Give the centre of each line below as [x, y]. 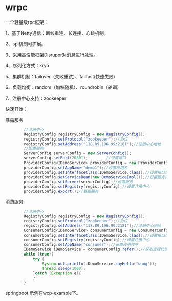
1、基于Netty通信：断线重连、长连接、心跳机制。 [57, 33]
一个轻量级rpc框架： [27, 22]
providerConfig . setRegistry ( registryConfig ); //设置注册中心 [87, 187]
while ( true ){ [39, 254]
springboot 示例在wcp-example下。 [43, 293]
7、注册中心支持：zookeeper [36, 98]
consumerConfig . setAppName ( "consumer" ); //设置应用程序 [81, 245]
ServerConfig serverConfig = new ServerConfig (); [78, 153]
